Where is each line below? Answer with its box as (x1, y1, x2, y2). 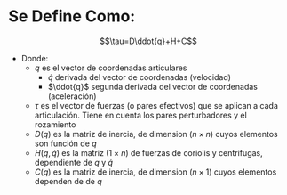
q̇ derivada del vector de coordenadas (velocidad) (47, 71, 232, 82)
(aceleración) (47, 91, 97, 102)
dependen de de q (34, 175, 103, 186)
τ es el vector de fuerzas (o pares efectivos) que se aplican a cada (34, 100, 279, 110)
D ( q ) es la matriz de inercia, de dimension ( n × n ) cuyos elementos (34, 128, 278, 139)
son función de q (34, 138, 97, 149)
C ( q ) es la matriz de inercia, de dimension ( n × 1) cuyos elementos (34, 167, 277, 177)
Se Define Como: (8, 6, 136, 27)
